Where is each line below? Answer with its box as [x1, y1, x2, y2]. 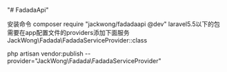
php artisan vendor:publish [7, 49, 84, 58]
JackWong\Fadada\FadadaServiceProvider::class [7, 36, 148, 44]
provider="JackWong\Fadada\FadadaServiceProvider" [7, 57, 161, 64]
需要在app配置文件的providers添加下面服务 [7, 29, 130, 36]
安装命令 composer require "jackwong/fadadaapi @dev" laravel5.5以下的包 [7, 20, 221, 28]
